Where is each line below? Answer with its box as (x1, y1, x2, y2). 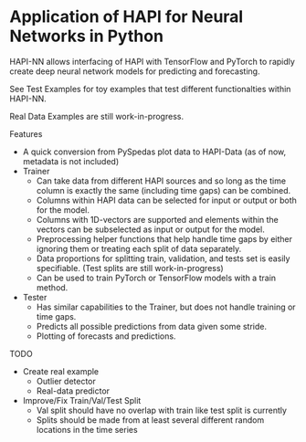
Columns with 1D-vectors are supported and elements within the (36, 214, 279, 225)
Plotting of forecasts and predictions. (36, 331, 176, 342)
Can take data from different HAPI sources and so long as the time (36, 175, 286, 186)
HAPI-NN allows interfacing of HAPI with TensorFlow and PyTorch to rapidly (9, 56, 295, 67)
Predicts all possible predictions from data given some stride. (36, 321, 268, 331)
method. (36, 281, 69, 293)
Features (9, 128, 43, 139)
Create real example (22, 365, 100, 376)
